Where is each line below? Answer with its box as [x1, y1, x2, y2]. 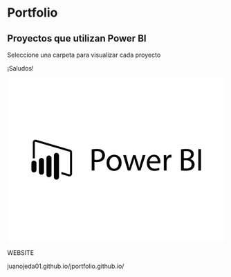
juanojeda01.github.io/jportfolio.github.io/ [7, 262, 124, 271]
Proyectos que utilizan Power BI [7, 33, 147, 44]
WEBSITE [7, 249, 35, 257]
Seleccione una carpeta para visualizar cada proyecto [7, 51, 161, 59]
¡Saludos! [7, 64, 34, 72]
